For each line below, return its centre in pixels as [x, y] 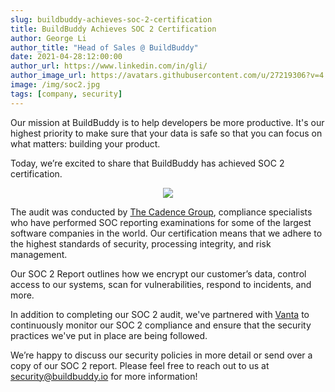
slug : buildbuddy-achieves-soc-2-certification [111, 19]
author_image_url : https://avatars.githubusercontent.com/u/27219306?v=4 [167, 76]
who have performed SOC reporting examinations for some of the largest [161, 222]
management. [39, 254]
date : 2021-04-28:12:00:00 [66, 57]
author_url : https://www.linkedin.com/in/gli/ [109, 66]
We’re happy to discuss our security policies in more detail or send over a [161, 355]
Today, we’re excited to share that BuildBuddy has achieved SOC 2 [147, 163]
